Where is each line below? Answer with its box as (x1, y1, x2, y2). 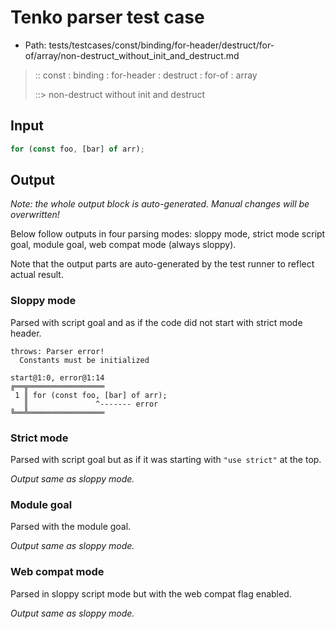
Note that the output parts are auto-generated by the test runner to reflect (10, 258, 315, 270)
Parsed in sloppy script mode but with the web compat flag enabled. (10, 587, 292, 600)
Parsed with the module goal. (10, 521, 132, 533)
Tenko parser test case (10, 6, 205, 29)
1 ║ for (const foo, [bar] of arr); (14, 390, 168, 400)
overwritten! (10, 209, 60, 221)
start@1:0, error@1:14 (10, 372, 105, 383)
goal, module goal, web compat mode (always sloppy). (10, 239, 237, 251)
